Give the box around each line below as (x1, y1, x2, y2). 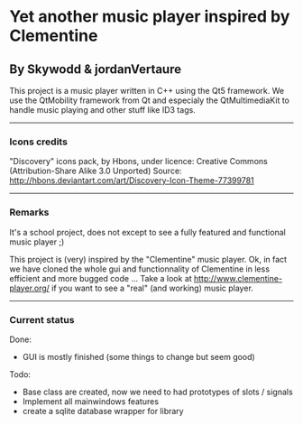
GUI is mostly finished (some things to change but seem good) (22, 351, 255, 362)
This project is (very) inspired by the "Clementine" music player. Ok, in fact (9, 254, 287, 264)
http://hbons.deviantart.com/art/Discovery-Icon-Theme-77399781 (9, 175, 254, 186)
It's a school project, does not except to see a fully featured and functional (9, 226, 286, 237)
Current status (9, 313, 75, 326)
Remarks (9, 206, 50, 218)
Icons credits (9, 135, 68, 148)
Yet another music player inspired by (9, 6, 290, 27)
